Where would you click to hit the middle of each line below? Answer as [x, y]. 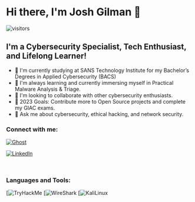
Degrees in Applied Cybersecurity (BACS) [65, 77]
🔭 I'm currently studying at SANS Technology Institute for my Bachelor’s [102, 70]
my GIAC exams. [35, 108]
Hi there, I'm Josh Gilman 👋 [74, 12]
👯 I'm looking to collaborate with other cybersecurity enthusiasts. [94, 95]
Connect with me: [32, 129]
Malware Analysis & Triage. [48, 89]
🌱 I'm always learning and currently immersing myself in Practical [94, 82]
